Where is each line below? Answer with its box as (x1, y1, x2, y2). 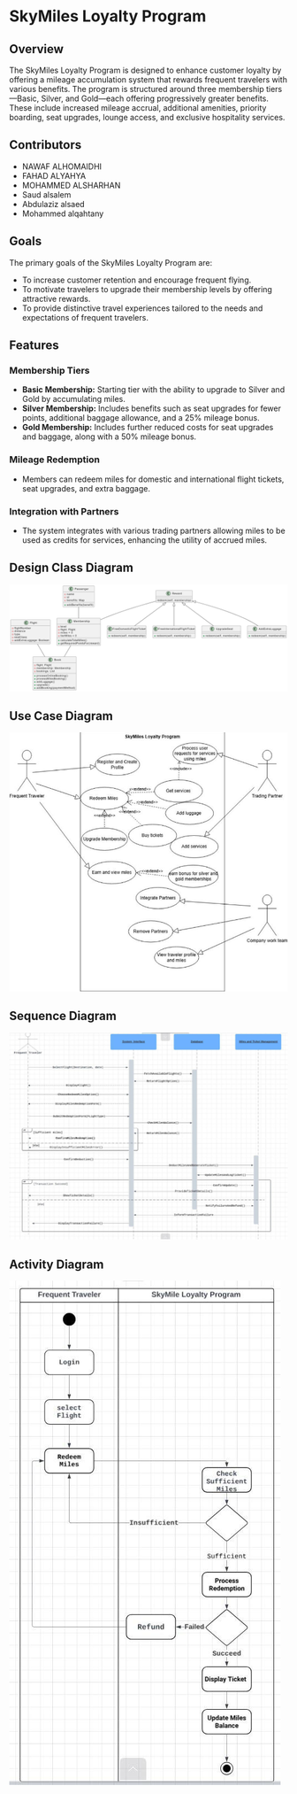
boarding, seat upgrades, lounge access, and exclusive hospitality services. (9, 112, 286, 122)
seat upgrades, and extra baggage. (21, 483, 150, 493)
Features (9, 338, 59, 353)
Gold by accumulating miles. (21, 394, 126, 405)
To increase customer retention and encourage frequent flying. (21, 275, 252, 285)
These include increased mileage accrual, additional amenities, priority (9, 103, 267, 112)
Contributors (9, 137, 82, 152)
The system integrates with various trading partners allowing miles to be (21, 525, 286, 536)
